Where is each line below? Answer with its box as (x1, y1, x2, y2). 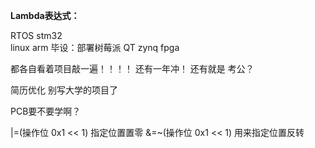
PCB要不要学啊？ (10, 105, 82, 117)
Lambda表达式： (10, 10, 80, 21)
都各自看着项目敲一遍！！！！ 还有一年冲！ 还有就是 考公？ (10, 63, 255, 74)
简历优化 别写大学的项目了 (10, 84, 118, 96)
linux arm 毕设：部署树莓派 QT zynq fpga (10, 42, 180, 53)
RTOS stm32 (10, 30, 63, 41)
